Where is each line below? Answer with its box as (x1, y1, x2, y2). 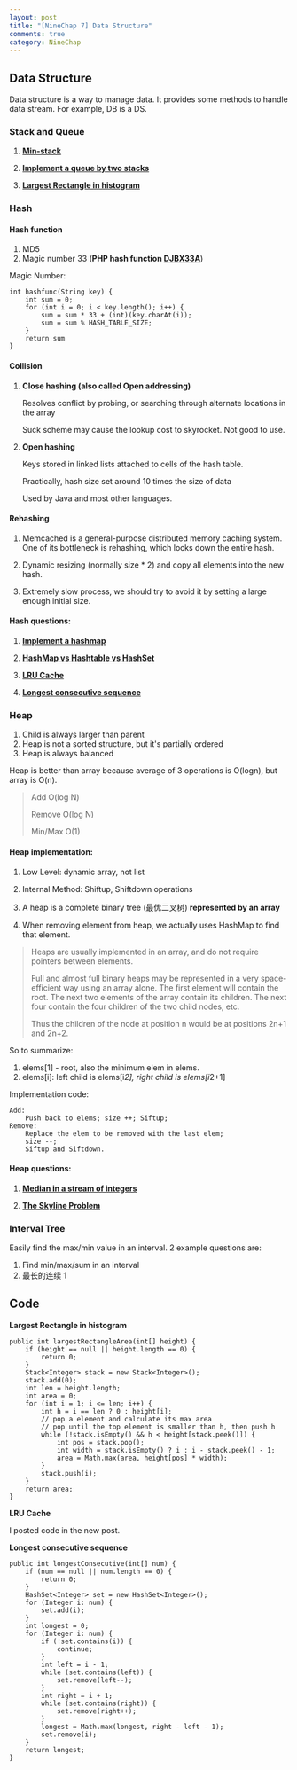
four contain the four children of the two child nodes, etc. (30, 1001, 240, 1012)
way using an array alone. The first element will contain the (63, 982, 279, 993)
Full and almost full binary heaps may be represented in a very (30, 973, 259, 983)
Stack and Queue (9, 125, 85, 137)
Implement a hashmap (21, 636, 106, 646)
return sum (25, 334, 66, 343)
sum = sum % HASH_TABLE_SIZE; (41, 318, 152, 328)
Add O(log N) (30, 792, 80, 803)
